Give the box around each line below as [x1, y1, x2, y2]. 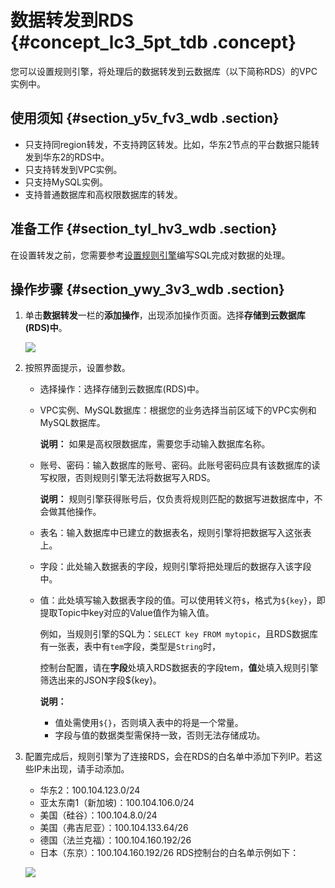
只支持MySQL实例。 [24, 176, 108, 188]
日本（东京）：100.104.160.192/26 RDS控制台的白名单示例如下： [39, 847, 300, 859]
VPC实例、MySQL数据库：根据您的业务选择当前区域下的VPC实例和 [39, 404, 317, 416]
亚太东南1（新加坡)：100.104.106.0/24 [39, 797, 195, 809]
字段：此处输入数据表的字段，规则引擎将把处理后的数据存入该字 [39, 561, 303, 573]
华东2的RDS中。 [42, 151, 110, 163]
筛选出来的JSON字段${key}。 [39, 674, 162, 686]
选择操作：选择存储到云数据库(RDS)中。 [39, 383, 205, 395]
